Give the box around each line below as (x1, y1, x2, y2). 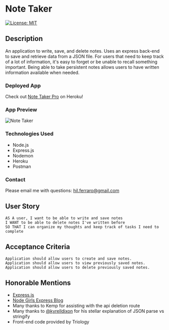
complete (5, 229, 24, 234)
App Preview (5, 106, 37, 113)
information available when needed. (5, 69, 80, 75)
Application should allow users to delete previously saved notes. (5, 265, 150, 270)
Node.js (12, 142, 29, 148)
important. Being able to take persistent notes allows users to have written (5, 64, 159, 70)
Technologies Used (5, 130, 54, 137)
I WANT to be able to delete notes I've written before (5, 220, 125, 225)
